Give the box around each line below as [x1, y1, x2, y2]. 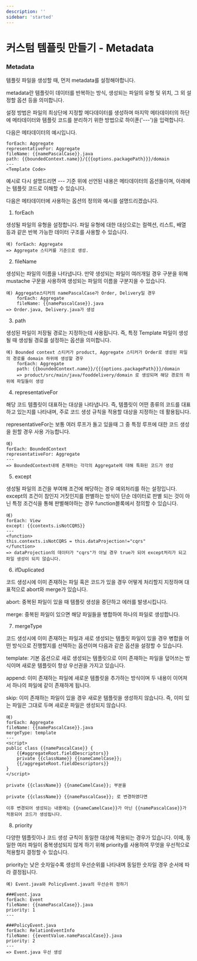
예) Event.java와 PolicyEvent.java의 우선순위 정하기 [6, 881, 128, 887]
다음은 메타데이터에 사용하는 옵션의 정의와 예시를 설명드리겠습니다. [6, 197, 159, 204]
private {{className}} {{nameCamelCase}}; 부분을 [6, 782, 126, 788]
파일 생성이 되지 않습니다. [6, 556, 61, 562]
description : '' [6, 8, 46, 15]
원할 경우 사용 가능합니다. [12, 428, 71, 435]
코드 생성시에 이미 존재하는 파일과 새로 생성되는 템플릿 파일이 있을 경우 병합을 [6, 635, 183, 642]
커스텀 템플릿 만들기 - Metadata [6, 41, 154, 55]
